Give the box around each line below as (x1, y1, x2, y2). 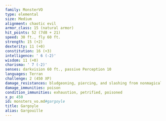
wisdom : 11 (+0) (5, 58, 39, 63)
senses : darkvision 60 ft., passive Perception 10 (5, 67, 112, 72)
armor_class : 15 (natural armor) (5, 26, 74, 31)
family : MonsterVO (5, 7, 43, 12)
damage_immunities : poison (5, 85, 61, 90)
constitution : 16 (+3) (5, 48, 52, 53)
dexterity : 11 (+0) (5, 44, 45, 49)
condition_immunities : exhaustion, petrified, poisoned (5, 90, 123, 95)
